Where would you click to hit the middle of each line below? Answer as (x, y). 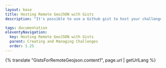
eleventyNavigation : (26, 33)
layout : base (19, 10)
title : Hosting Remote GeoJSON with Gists (49, 14)
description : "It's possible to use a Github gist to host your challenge (84, 19)
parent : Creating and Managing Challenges (54, 42)
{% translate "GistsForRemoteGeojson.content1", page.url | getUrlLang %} (81, 60)
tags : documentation (26, 28)
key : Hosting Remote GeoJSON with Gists (52, 37)
